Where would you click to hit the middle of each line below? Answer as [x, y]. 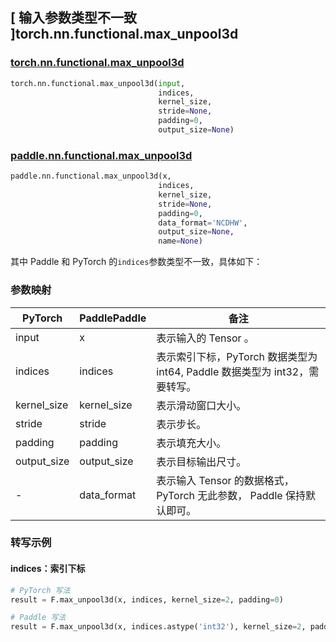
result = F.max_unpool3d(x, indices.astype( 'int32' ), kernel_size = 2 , [158, 627]
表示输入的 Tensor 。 [205, 338]
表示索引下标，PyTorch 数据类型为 [237, 356]
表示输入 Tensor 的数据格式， [225, 480]
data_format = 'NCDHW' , [203, 223]
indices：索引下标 [48, 569]
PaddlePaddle [113, 318]
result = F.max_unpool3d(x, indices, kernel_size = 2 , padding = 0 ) [147, 599]
